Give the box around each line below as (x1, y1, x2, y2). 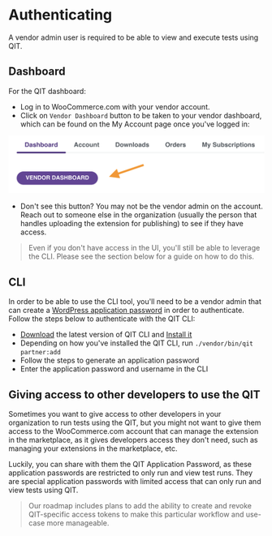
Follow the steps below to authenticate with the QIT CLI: (8, 314, 196, 324)
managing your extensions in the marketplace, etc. (8, 444, 178, 453)
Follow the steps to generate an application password (19, 355, 200, 366)
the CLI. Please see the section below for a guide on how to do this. (28, 251, 254, 261)
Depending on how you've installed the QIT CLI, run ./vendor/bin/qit (19, 338, 253, 348)
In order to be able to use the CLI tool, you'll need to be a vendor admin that (8, 297, 261, 307)
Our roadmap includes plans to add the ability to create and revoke (28, 501, 252, 511)
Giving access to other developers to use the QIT (8, 388, 261, 401)
